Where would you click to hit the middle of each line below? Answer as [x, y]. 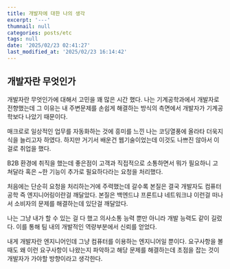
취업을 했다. [35, 148]
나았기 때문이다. [46, 116]
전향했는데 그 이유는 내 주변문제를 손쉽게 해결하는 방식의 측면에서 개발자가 [106, 108]
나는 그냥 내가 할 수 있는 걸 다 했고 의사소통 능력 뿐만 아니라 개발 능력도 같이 [108, 218]
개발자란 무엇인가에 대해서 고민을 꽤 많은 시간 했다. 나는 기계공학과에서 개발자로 [113, 99]
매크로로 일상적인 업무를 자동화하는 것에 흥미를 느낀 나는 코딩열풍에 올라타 [106, 131]
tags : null [23, 39]
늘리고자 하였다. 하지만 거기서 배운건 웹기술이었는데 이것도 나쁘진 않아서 [116, 140]
